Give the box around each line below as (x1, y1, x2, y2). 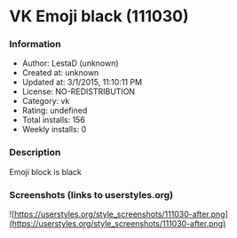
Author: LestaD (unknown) (21, 58, 119, 68)
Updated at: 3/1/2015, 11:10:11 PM (21, 77, 143, 88)
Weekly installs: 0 (21, 124, 87, 135)
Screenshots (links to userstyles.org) (9, 188, 174, 201)
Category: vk (21, 96, 70, 107)
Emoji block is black (9, 166, 82, 177)
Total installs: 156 (21, 115, 86, 125)
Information (9, 38, 61, 51)
